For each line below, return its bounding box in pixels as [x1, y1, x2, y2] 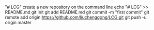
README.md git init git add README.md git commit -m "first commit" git [5, 9, 149, 15]
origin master [5, 19, 31, 25]
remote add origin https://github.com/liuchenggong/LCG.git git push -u [5, 15, 147, 20]
